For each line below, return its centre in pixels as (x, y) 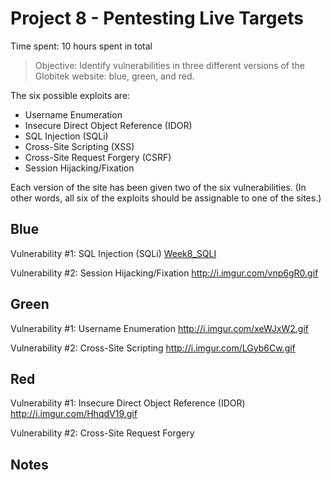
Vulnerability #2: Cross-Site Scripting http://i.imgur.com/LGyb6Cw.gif (153, 348)
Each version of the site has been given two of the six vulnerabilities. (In (158, 187)
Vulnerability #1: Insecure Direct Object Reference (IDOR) (128, 403)
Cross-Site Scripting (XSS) (79, 146)
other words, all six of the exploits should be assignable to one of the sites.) (166, 198)
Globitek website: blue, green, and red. (114, 76)
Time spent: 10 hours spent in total (81, 46)
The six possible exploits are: (70, 95)
